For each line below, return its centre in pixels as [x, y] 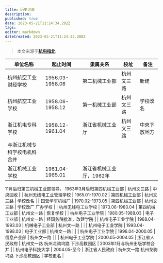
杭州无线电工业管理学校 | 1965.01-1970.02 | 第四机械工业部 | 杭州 [89, 194]
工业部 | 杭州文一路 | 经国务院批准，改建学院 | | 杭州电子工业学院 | [71, 219]
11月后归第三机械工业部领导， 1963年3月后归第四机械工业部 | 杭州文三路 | [78, 189]
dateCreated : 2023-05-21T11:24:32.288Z [45, 37]
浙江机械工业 [22, 168]
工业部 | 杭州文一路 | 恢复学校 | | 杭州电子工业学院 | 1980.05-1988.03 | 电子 [80, 213]
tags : [10, 28]
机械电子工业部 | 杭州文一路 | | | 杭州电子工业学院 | [75, 225]
